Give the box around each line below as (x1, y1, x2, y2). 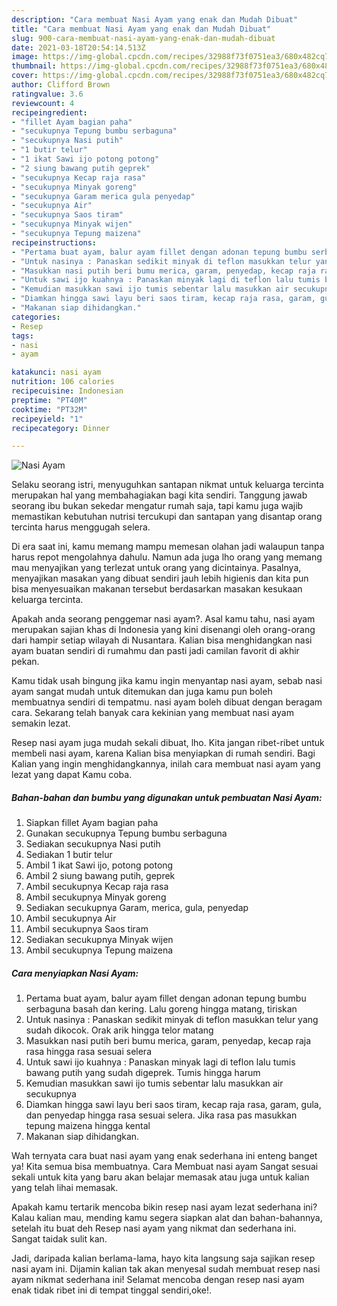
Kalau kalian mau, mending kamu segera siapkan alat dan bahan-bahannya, (11, 1212, 323, 1224)
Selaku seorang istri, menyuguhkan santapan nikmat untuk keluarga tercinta (11, 479, 324, 491)
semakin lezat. (11, 717, 71, 730)
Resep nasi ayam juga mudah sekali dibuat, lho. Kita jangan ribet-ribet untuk (11, 737, 325, 749)
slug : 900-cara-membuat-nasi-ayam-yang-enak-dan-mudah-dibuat (11, 33, 276, 43)
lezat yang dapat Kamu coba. (11, 769, 133, 781)
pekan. (11, 656, 40, 668)
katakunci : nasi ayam (11, 367, 102, 378)
